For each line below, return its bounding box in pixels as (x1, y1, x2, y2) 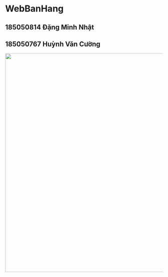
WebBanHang (5, 3, 64, 14)
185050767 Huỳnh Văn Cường (5, 39, 101, 48)
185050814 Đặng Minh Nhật (5, 23, 94, 31)
